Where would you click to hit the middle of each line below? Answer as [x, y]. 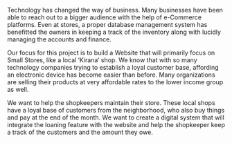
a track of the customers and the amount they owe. [80, 132]
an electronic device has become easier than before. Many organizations [111, 75]
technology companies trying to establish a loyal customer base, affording [113, 67]
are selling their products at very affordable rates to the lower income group [115, 82]
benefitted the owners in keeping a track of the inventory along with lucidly [114, 32]
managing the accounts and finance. [60, 39]
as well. [18, 89]
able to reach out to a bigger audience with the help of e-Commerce [105, 17]
